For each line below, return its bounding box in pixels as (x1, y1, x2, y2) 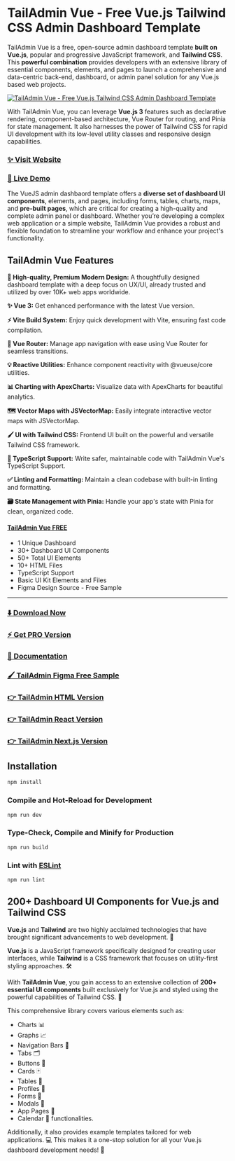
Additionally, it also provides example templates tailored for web (7, 1127, 192, 1136)
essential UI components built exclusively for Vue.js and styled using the (7, 985, 219, 994)
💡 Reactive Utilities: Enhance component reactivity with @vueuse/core (7, 360, 213, 369)
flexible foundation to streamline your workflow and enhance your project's (7, 226, 224, 235)
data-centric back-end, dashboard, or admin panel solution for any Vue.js (7, 72, 220, 81)
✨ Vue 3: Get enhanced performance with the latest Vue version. (7, 301, 195, 310)
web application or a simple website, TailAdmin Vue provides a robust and (7, 219, 220, 228)
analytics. (7, 392, 35, 401)
